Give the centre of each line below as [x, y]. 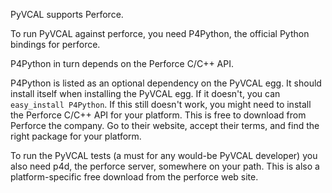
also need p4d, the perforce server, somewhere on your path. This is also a [165, 166]
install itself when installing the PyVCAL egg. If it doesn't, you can [145, 93]
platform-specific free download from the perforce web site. [134, 177]
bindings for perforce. [55, 44]
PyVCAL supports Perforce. [67, 14]
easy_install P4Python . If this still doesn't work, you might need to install [161, 104]
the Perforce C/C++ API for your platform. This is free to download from [158, 115]
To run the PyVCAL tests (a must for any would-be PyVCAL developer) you [164, 155]
